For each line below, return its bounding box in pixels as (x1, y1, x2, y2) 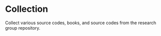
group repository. (5, 25, 40, 31)
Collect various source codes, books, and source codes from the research (5, 20, 157, 26)
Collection (5, 3, 48, 15)
